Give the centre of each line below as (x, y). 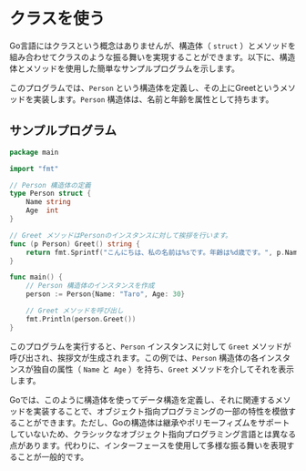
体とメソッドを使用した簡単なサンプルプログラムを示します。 (124, 68)
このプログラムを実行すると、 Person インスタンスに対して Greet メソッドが (150, 346)
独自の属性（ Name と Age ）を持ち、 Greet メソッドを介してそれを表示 (163, 369)
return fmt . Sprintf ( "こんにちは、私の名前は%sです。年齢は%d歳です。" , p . (155, 252)
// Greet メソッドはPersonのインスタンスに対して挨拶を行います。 (121, 235)
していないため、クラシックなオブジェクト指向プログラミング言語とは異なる (153, 434)
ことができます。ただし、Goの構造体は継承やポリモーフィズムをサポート (153, 422)
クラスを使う (57, 19)
